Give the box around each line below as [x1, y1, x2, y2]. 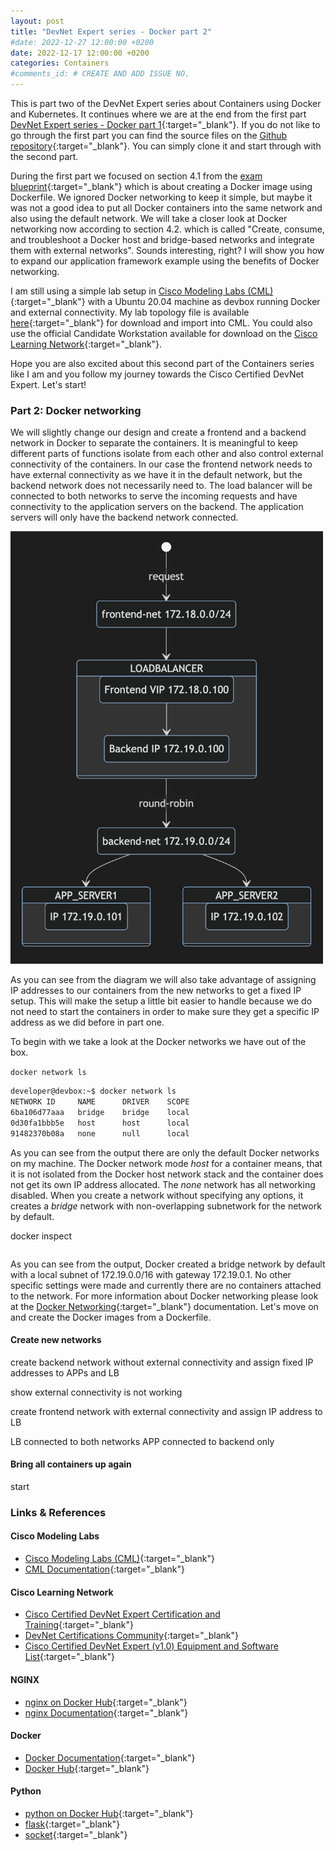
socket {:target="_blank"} [24, 1828, 128, 1840]
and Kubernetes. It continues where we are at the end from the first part [10, 108, 307, 120]
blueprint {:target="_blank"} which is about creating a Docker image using [10, 181, 313, 192]
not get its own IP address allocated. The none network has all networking [10, 1178, 316, 1190]
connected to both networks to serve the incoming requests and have [10, 490, 298, 502]
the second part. [10, 151, 79, 162]
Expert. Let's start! [10, 379, 87, 390]
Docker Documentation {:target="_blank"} [24, 1751, 196, 1764]
